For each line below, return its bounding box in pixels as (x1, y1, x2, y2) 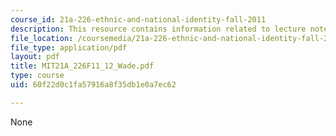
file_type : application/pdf (10, 42, 128, 53)
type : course (10, 71, 65, 81)
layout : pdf (10, 52, 60, 62)
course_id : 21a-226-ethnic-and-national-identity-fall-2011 (10, 14, 267, 25)
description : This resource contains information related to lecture (10, 24, 307, 34)
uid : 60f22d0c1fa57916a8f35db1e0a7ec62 (10, 80, 177, 90)
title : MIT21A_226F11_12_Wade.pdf (10, 61, 155, 71)
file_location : (10, 33, 74, 43)
